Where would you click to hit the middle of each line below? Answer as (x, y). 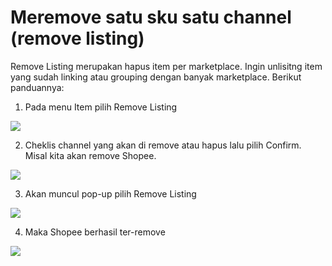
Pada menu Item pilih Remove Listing (101, 107)
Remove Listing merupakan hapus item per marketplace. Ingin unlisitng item (166, 66)
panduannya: (37, 87)
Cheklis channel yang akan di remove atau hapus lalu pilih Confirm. (163, 145)
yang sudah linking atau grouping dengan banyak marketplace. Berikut (156, 77)
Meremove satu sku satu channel (151, 17)
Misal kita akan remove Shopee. (90, 155)
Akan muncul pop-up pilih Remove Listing (110, 193)
